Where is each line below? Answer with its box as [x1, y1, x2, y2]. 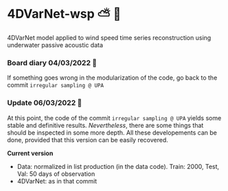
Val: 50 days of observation [16, 170, 95, 178]
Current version [7, 149, 54, 157]
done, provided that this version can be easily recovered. [7, 135, 168, 144]
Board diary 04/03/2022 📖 [7, 58, 98, 67]
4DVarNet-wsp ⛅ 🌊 [7, 6, 122, 22]
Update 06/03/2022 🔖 [7, 98, 82, 108]
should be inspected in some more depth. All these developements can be [7, 128, 218, 137]
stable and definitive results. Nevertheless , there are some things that [7, 121, 204, 129]
